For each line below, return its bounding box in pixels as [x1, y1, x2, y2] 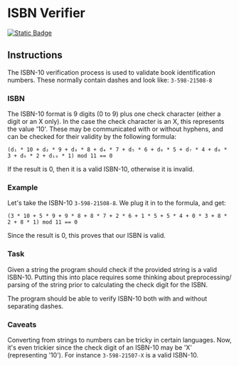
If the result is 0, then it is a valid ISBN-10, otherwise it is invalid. [7, 165, 194, 174]
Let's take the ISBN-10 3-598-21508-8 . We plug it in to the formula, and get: [7, 199, 226, 207]
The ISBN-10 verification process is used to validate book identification [7, 68, 216, 76]
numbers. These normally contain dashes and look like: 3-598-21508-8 [7, 75, 213, 84]
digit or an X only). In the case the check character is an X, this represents [7, 117, 225, 126]
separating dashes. [7, 301, 64, 310]
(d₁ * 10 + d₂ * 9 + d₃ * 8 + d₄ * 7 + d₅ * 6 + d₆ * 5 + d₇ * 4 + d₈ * [7, 146, 228, 154]
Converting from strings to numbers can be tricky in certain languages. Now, [7, 335, 232, 344]
